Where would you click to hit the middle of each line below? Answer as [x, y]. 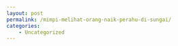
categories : [23, 26]
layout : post [25, 13]
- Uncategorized [42, 32]
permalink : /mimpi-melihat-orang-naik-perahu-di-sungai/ [89, 20]
